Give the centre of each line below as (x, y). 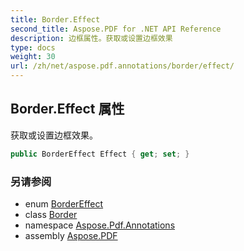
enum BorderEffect (64, 203)
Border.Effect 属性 (67, 109)
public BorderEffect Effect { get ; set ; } (100, 154)
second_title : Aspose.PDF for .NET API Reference (116, 29)
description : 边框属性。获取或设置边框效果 (91, 38)
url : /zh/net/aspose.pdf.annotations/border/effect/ (122, 66)
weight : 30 (33, 57)
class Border (51, 214)
